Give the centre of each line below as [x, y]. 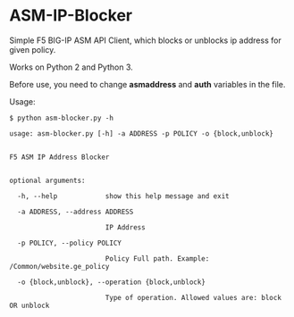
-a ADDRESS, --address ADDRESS [76, 212]
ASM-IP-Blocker [71, 16]
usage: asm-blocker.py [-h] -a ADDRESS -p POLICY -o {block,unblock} [142, 133]
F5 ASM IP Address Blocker [59, 157]
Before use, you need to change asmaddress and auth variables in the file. [147, 84]
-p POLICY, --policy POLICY [70, 243]
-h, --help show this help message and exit [123, 196]
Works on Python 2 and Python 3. [71, 67]
